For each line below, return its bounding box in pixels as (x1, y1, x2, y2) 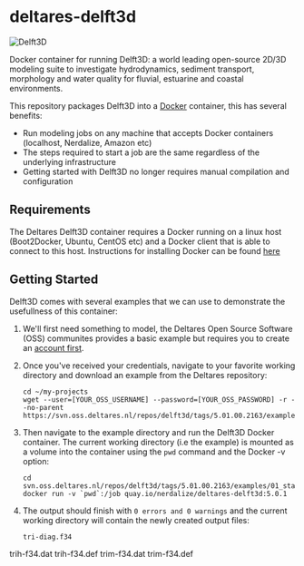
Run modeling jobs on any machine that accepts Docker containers (22, 127, 274, 138)
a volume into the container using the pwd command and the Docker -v (22, 446, 286, 457)
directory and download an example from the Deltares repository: (22, 369, 268, 380)
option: (22, 455, 50, 466)
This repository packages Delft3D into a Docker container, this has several (9, 100, 288, 111)
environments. (9, 83, 64, 93)
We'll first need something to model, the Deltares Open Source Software (22, 323, 293, 334)
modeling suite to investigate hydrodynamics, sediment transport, (9, 63, 255, 74)
